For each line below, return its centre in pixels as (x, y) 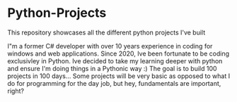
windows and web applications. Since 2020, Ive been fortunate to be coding (118, 53)
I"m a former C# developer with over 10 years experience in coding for (110, 46)
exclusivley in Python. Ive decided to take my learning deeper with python (115, 60)
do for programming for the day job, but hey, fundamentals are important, (114, 83)
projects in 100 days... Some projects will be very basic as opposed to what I (119, 76)
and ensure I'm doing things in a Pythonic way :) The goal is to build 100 (112, 68)
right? (16, 91)
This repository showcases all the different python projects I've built (106, 32)
